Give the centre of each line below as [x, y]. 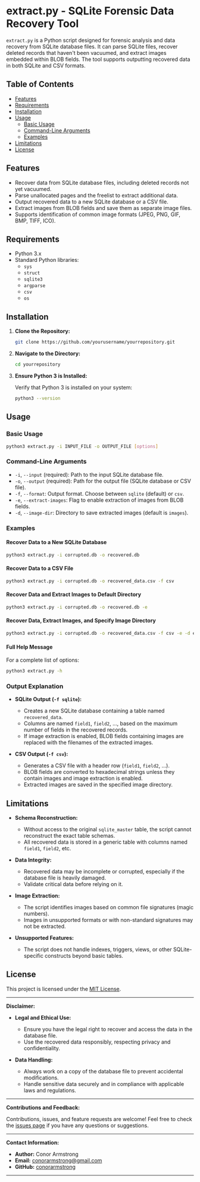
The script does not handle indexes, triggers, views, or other [98, 949]
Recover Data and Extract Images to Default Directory [74, 594]
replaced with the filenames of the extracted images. [88, 743]
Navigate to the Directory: [48, 354]
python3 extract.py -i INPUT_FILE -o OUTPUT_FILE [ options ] [82, 446]
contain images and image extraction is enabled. [83, 778]
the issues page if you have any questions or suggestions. [77, 1125]
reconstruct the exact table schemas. [69, 836]
